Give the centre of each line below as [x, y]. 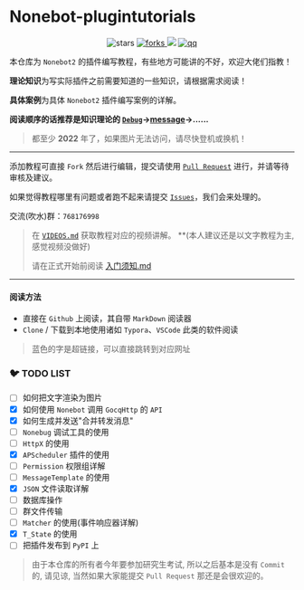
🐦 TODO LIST [40, 374]
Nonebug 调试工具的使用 [66, 432]
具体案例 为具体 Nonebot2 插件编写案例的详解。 [95, 100]
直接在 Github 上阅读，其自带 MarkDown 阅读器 [107, 319]
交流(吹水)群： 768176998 [54, 215]
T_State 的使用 [50, 534]
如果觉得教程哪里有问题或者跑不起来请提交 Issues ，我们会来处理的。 [138, 196]
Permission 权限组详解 [64, 466]
